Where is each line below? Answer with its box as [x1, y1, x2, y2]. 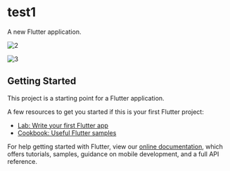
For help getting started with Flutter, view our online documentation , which [7, 142, 224, 151]
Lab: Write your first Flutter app [17, 121, 109, 129]
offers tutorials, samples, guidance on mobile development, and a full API [7, 149, 219, 158]
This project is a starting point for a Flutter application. [7, 94, 165, 102]
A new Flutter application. [7, 27, 82, 36]
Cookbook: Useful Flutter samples [17, 128, 117, 137]
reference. [7, 157, 37, 165]
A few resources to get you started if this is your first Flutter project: [7, 107, 204, 116]
